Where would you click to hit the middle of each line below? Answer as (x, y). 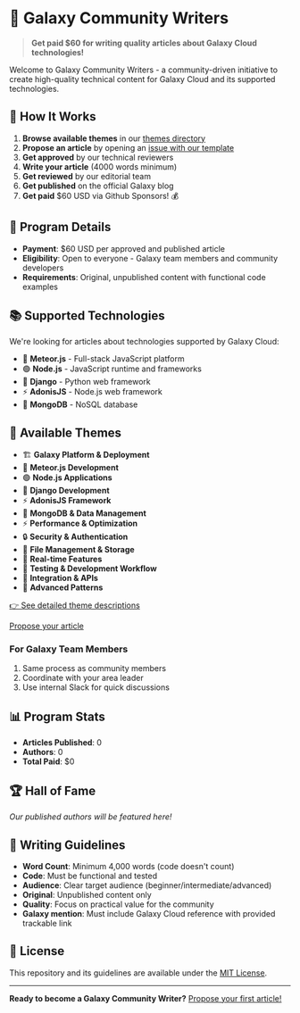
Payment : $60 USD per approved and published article (124, 248)
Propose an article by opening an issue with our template (128, 147)
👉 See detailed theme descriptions (75, 605)
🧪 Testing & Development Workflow (90, 569)
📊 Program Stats (57, 716)
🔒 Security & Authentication (75, 537)
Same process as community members (94, 668)
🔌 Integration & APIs (60, 578)
